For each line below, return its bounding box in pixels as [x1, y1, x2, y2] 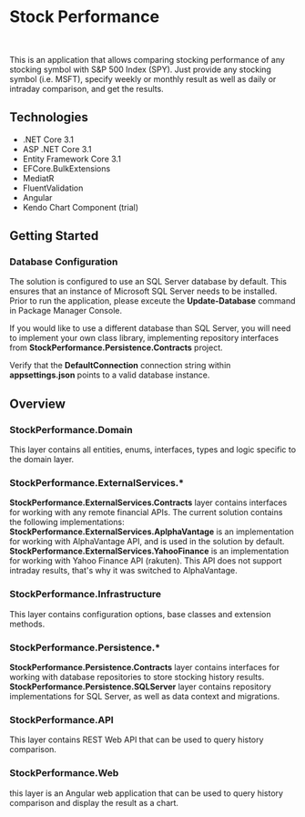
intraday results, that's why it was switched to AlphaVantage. [9, 565, 239, 576]
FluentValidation [22, 182, 84, 193]
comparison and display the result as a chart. [9, 797, 179, 808]
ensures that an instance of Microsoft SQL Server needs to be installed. [9, 285, 278, 297]
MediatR [22, 172, 55, 183]
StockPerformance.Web [9, 767, 119, 780]
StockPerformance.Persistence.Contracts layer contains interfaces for [9, 662, 280, 673]
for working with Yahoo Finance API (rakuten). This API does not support [9, 555, 282, 566]
